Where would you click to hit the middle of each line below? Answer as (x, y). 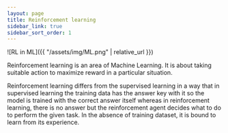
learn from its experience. (43, 122)
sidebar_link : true (35, 26)
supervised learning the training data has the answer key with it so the (106, 93)
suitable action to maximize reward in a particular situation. (90, 73)
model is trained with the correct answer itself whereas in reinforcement (109, 101)
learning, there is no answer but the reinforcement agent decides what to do (114, 108)
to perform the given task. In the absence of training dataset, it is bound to (112, 115)
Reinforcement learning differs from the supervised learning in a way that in (113, 86)
